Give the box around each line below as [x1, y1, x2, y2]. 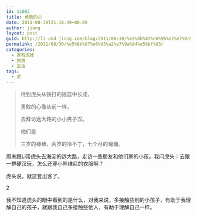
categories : [6, 47, 35, 53]
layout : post [6, 30, 38, 36]
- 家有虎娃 [11, 52, 35, 58]
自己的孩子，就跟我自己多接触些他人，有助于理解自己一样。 [11, 204, 155, 211]
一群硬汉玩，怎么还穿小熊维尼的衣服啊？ [6, 160, 104, 167]
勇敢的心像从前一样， [20, 103, 72, 110]
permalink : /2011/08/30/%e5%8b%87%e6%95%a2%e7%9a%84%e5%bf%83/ [6, 42, 164, 47]
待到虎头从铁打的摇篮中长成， [20, 91, 93, 98]
